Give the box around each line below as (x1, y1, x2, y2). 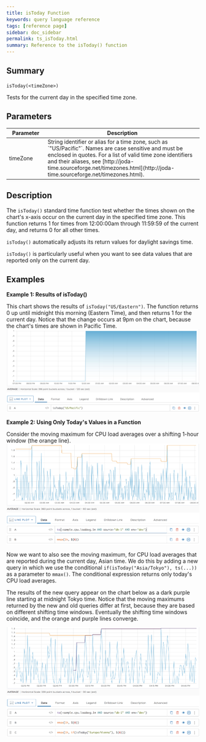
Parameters (6, 111, 52, 122)
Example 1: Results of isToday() (6, 290, 88, 298)
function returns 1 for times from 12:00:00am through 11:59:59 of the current (6, 220, 199, 227)
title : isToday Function (6, 10, 70, 16)
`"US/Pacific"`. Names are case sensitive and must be (47, 145, 183, 152)
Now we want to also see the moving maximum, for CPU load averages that (6, 551, 197, 558)
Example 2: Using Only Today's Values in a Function (6, 419, 141, 426)
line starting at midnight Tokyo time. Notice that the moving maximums (6, 595, 185, 603)
